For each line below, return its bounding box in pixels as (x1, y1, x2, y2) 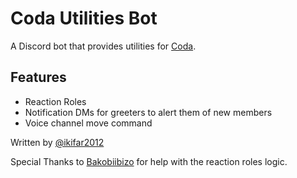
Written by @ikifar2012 (10, 136, 105, 148)
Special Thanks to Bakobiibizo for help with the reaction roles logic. (10, 155, 288, 167)
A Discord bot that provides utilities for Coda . (10, 40, 197, 52)
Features (10, 69, 67, 86)
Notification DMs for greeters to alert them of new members (24, 106, 273, 118)
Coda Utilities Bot (10, 7, 158, 30)
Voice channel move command (24, 117, 153, 129)
